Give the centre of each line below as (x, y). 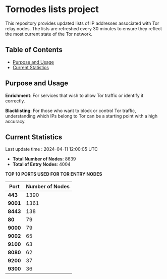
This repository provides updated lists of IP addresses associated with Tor (82, 23)
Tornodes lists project (52, 9)
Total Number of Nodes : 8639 (44, 159)
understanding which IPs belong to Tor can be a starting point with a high (81, 116)
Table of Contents (34, 50)
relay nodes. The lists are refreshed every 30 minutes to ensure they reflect (84, 28)
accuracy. (16, 121)
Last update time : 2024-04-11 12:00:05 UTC (51, 149)
